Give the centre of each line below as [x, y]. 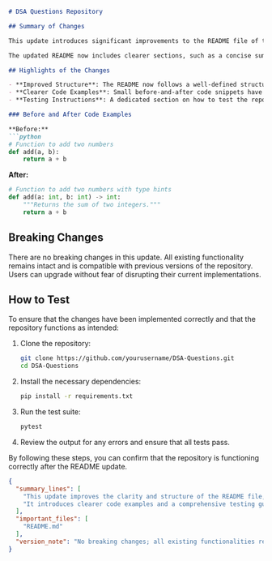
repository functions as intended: [64, 328]
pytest [31, 426]
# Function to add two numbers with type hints [90, 190]
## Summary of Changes [47, 26]
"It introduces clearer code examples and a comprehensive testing [139, 504]
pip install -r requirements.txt [76, 396]
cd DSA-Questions [49, 366]
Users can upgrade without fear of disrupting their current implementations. [135, 274]
